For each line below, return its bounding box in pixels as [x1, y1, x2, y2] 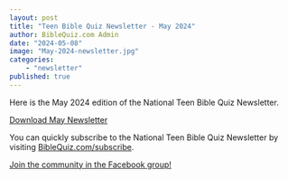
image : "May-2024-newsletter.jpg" [9, 47, 140, 56]
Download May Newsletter [9, 114, 108, 125]
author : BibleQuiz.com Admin [9, 30, 119, 39]
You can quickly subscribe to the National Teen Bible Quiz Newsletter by [9, 132, 279, 143]
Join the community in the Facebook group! [9, 159, 172, 170]
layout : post [9, 13, 59, 23]
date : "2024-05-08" [9, 38, 83, 48]
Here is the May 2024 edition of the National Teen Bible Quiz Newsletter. [9, 97, 280, 108]
